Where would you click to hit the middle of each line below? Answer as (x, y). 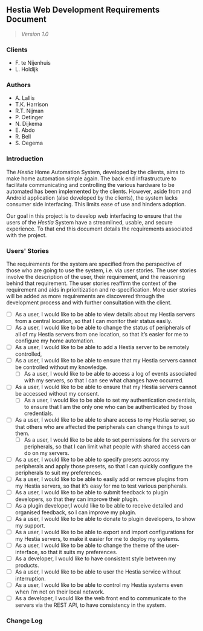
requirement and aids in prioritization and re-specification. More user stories (101, 289)
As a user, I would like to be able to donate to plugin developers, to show (105, 518)
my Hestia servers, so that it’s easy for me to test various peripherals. (101, 486)
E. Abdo (25, 130)
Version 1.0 (35, 34)
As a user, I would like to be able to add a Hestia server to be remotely (102, 347)
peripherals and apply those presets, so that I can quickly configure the (104, 466)
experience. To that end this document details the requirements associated (99, 229)
